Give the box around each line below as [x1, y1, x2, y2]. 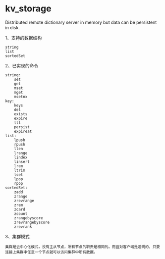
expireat [14, 129, 32, 134]
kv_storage [5, 3, 52, 14]
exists [14, 111, 28, 116]
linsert [14, 159, 30, 164]
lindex [14, 155, 28, 160]
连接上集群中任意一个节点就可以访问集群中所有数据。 [5, 250, 98, 255]
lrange [14, 151, 28, 155]
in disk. [5, 24, 20, 30]
